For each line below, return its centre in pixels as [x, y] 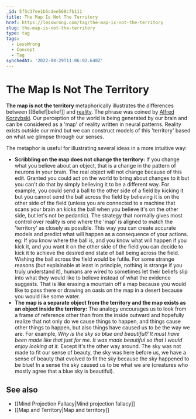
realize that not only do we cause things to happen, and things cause [98, 321]
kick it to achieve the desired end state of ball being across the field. [97, 253]
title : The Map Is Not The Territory [52, 17]
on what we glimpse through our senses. [55, 137]
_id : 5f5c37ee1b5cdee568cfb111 [44, 11]
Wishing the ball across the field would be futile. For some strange [94, 259]
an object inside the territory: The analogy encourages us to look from [100, 309]
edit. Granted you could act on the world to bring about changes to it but [102, 178]
